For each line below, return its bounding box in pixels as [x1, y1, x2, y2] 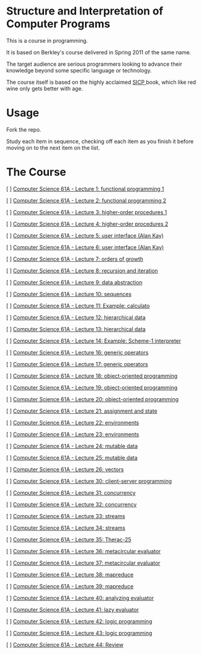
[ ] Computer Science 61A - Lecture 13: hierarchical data [6, 325, 146, 332]
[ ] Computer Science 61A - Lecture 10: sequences [6, 290, 131, 297]
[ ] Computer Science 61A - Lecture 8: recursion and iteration [6, 267, 159, 274]
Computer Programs [6, 17, 110, 31]
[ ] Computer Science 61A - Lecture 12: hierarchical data [6, 314, 146, 321]
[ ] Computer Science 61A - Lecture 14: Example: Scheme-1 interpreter [6, 337, 181, 344]
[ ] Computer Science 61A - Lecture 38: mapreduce [6, 571, 134, 578]
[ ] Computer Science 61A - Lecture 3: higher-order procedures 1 [6, 208, 168, 215]
